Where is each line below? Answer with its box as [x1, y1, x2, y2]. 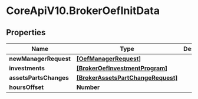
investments [9, 64, 45, 72]
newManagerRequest [9, 54, 71, 63]
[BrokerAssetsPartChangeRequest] [76, 74, 178, 81]
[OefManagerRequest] [76, 54, 141, 63]
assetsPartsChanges [9, 74, 70, 81]
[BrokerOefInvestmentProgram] [76, 64, 168, 72]
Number [76, 83, 100, 91]
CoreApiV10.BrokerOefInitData [6, 4, 160, 18]
